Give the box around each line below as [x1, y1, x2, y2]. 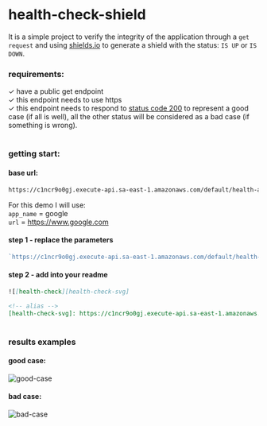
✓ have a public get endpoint [8, 87, 104, 96]
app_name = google [8, 208, 68, 218]
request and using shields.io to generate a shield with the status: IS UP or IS [8, 40, 257, 49]
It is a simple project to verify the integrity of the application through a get [8, 32, 250, 41]
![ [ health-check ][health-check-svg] [8, 288, 130, 296]
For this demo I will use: [8, 200, 86, 210]
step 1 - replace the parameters [8, 235, 114, 245]
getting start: [8, 149, 60, 160]
